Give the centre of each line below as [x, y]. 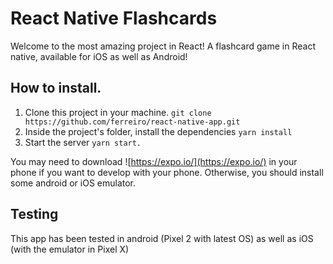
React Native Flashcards [114, 18]
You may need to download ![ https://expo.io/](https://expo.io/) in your [154, 161]
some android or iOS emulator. [73, 183]
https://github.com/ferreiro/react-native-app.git [132, 122]
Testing [34, 214]
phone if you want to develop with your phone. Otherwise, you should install [167, 172]
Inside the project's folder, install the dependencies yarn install [158, 131]
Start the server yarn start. [83, 142]
